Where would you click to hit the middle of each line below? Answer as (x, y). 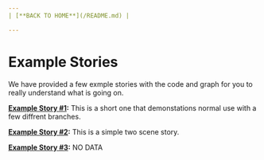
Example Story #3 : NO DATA (56, 147)
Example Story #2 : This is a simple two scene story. (94, 131)
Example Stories (63, 62)
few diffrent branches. (45, 116)
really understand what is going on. (66, 92)
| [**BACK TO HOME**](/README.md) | (69, 16)
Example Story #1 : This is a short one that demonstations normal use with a (132, 107)
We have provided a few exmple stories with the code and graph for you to (130, 84)
